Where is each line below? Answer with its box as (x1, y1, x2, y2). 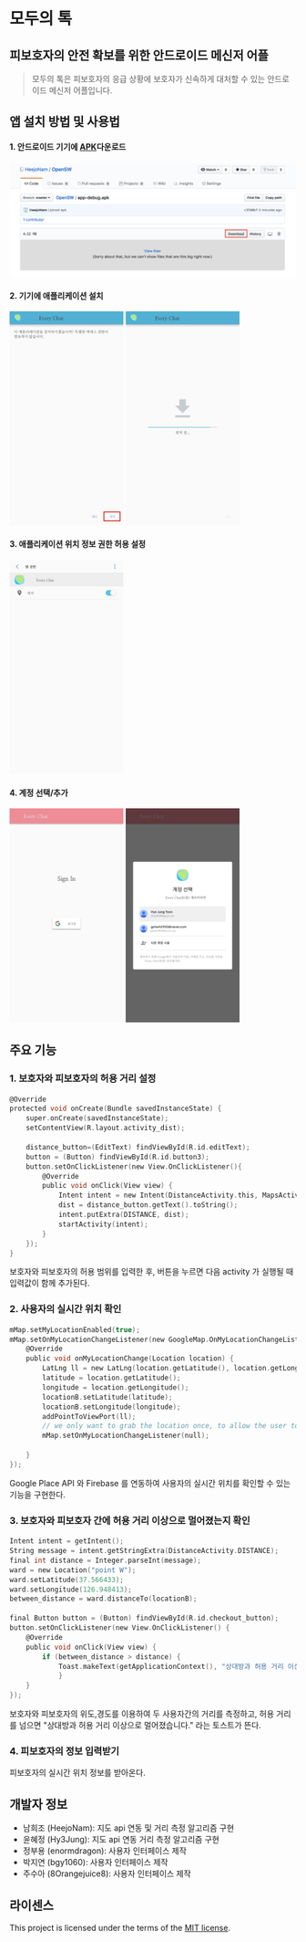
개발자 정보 (9, 1796, 68, 1812)
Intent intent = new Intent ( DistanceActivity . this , (57, 1191, 259, 1201)
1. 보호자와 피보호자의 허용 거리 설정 (9, 1072, 157, 1085)
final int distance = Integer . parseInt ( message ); (9, 1556, 202, 1565)
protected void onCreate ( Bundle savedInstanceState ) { (9, 1104, 222, 1114)
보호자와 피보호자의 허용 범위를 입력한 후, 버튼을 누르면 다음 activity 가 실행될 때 (9, 1266, 294, 1277)
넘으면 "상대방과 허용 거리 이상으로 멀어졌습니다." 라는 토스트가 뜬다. (18, 1720, 261, 1730)
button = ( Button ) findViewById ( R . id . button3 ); (25, 1152, 209, 1161)
